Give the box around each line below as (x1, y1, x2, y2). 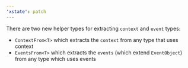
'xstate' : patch (6, 8, 46, 15)
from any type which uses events (14, 55, 96, 62)
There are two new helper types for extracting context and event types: (6, 25, 181, 32)
